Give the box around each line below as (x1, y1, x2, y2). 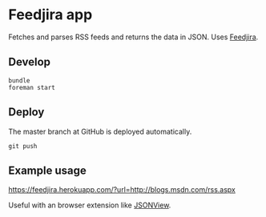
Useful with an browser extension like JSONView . (8, 200, 171, 210)
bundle (8, 76, 30, 85)
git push (8, 142, 38, 150)
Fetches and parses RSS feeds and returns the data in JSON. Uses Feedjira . (8, 32, 259, 42)
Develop (8, 55, 50, 69)
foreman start (8, 83, 56, 91)
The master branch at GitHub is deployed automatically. (8, 127, 192, 136)
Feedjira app (8, 6, 93, 24)
